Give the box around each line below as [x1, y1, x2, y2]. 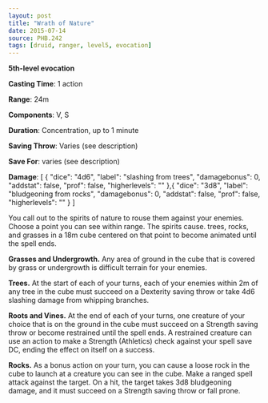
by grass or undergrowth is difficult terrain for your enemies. [8, 263, 208, 272]
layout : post [8, 11, 52, 20]
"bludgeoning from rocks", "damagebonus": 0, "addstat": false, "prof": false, [8, 189, 261, 199]
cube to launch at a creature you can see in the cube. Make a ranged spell [8, 369, 254, 379]
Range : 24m [8, 95, 50, 104]
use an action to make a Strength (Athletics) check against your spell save [8, 337, 253, 346]
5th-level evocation [8, 63, 75, 73]
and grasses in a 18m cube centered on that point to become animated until [8, 230, 258, 240]
